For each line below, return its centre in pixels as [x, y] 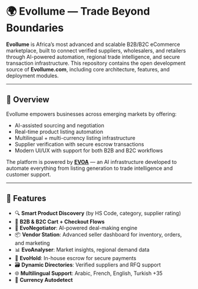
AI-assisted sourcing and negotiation [60, 125]
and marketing [32, 243]
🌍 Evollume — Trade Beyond [78, 12]
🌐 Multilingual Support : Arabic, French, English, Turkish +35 [89, 273]
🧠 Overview [28, 100]
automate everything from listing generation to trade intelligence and [89, 168]
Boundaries [35, 28]
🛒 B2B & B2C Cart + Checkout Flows [60, 221]
